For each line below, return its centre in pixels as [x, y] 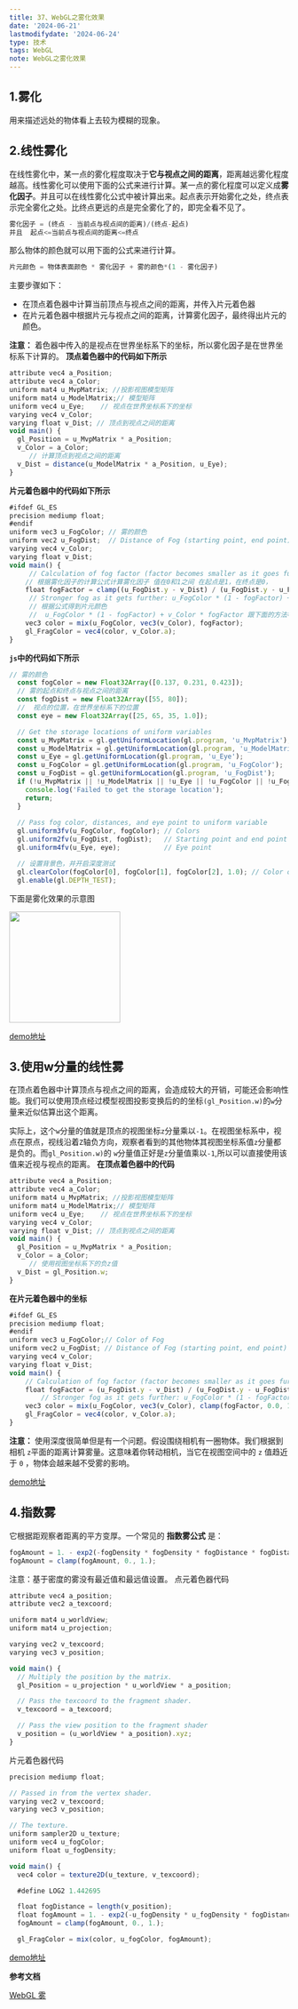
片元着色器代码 [36, 1760]
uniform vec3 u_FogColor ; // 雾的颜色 [78, 532]
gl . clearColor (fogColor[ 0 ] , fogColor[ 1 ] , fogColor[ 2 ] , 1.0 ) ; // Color [150, 872]
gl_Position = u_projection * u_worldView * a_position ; [125, 1685]
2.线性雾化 [39, 151]
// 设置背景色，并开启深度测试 [66, 863]
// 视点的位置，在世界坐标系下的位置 [78, 708]
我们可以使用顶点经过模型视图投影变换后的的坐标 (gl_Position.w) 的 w [149, 1101]
